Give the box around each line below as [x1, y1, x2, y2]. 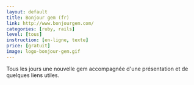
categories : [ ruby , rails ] [6, 25, 75, 32]
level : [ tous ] [6, 32, 43, 38]
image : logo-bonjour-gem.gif [6, 49, 81, 55]
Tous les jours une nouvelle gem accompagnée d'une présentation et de [6, 65, 189, 72]
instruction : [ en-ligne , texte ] [6, 37, 88, 43]
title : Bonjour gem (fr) [6, 15, 70, 21]
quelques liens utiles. [6, 71, 60, 79]
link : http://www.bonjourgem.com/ [6, 20, 95, 26]
